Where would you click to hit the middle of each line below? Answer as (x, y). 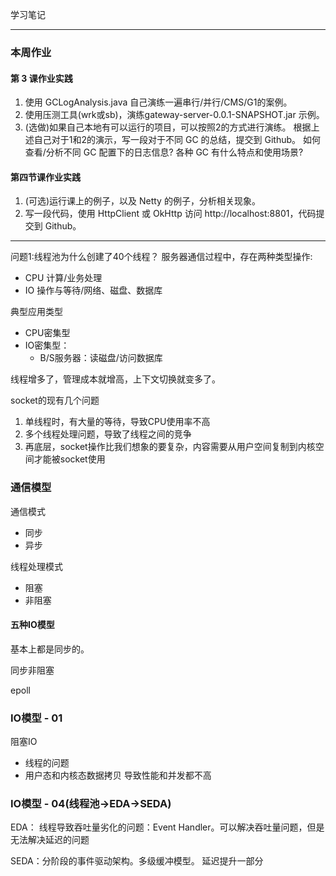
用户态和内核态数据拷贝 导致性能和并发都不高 (118, 775)
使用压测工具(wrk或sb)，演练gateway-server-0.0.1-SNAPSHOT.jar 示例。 (174, 115)
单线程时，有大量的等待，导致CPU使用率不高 (117, 422)
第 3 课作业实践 (41, 78)
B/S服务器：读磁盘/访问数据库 (101, 358)
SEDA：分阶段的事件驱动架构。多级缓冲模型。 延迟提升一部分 (137, 861)
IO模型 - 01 (36, 718)
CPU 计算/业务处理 (63, 278)
